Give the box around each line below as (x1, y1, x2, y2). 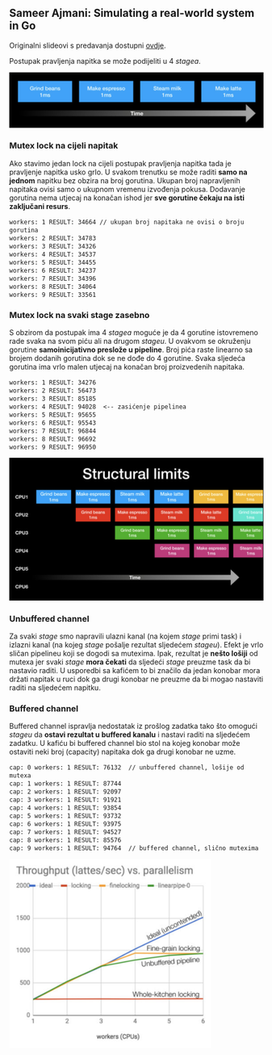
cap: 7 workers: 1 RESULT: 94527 (9, 828, 122, 836)
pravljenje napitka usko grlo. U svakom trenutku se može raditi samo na (9, 167, 248, 177)
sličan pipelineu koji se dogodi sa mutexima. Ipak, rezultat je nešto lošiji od (9, 648, 258, 658)
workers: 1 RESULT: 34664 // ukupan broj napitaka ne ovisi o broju (9, 218, 245, 226)
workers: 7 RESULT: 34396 (9, 274, 96, 283)
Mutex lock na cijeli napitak (9, 140, 119, 152)
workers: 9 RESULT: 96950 (9, 443, 96, 451)
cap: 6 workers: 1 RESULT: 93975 (9, 820, 122, 828)
